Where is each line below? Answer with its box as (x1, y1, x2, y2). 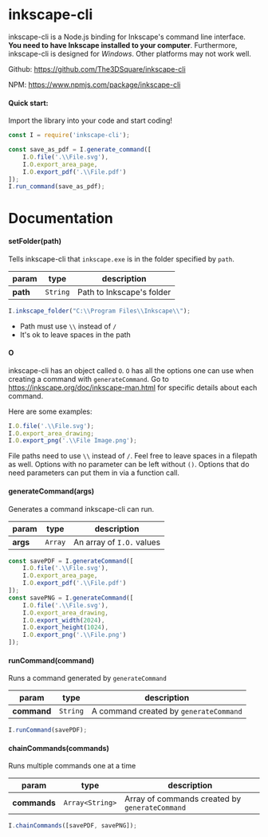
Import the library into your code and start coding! (8, 116, 173, 125)
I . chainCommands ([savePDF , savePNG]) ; (8, 822, 137, 830)
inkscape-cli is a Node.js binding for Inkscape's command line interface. (8, 32, 246, 41)
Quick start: (8, 98, 49, 108)
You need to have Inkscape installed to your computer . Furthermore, (8, 40, 238, 49)
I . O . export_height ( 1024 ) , (22, 623, 109, 631)
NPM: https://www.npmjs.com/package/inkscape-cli (8, 80, 181, 89)
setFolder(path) (8, 237, 62, 246)
